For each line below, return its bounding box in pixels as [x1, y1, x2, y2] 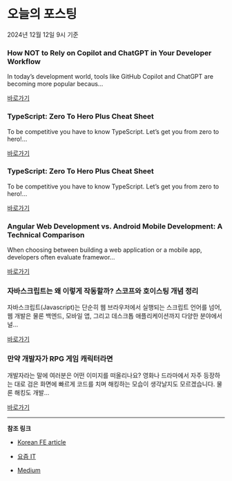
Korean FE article [17, 438, 66, 446]
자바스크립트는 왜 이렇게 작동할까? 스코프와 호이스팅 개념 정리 [7, 286, 199, 296]
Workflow [7, 57, 41, 66]
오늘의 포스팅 [7, 6, 77, 22]
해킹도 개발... [14, 388, 50, 397]
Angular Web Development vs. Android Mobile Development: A [7, 222, 223, 231]
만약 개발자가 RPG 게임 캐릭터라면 [7, 354, 113, 364]
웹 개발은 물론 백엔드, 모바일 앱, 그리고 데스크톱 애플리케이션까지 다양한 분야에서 [7, 312, 223, 320]
